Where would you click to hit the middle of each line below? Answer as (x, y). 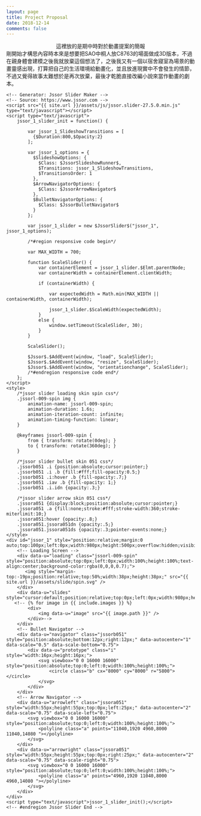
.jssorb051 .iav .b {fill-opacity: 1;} (67, 483)
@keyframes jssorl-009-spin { (55, 436)
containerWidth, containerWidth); (49, 299)
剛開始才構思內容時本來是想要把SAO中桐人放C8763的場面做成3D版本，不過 (99, 54)
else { (46, 320)
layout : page (22, 12)
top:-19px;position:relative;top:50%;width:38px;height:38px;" (87, 577)
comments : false (26, 28)
